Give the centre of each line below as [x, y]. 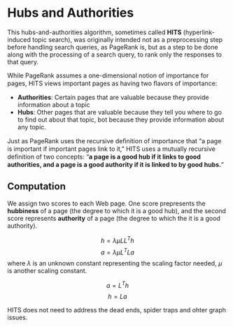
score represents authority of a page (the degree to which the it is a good [114, 218]
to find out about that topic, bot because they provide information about [121, 119]
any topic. [32, 126]
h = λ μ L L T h [118, 240]
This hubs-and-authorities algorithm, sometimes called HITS [94, 32]
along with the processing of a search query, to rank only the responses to [115, 54]
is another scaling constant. [47, 271]
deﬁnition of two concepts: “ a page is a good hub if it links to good [104, 157]
